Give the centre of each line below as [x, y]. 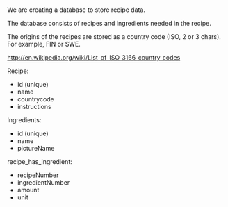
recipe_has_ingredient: [40, 162]
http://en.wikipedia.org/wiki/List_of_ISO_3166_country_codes [94, 58]
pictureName [36, 149]
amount [28, 190]
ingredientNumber [43, 183]
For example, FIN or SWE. [44, 44]
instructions [34, 107]
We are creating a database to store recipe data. [76, 10]
